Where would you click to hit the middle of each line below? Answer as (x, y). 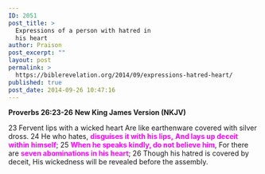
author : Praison (35, 45)
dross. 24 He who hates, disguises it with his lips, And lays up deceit (123, 136)
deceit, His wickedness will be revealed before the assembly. (108, 162)
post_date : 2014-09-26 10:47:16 (62, 90)
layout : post (30, 61)
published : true (35, 82)
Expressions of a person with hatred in (83, 30)
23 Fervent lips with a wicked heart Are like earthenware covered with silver (132, 128)
